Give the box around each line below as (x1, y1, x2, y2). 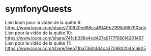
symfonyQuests (5, 3, 72, 15)
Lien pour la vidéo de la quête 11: (5, 40, 71, 46)
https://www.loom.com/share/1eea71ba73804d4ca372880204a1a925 (5, 45, 146, 51)
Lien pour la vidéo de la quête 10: (5, 30, 72, 36)
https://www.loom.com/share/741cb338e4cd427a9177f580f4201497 (5, 35, 144, 41)
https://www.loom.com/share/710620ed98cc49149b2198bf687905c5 (5, 24, 146, 30)
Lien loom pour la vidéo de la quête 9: (5, 19, 82, 25)
